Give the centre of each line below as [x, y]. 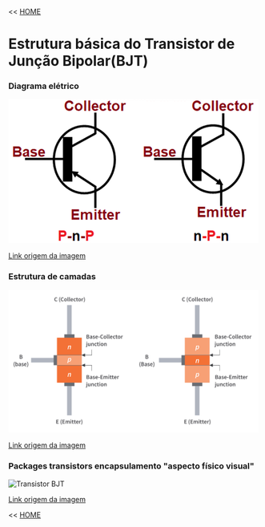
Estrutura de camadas [52, 277]
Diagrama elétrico [44, 86]
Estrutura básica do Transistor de [122, 44]
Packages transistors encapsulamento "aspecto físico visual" [131, 466]
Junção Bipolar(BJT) [78, 61]
